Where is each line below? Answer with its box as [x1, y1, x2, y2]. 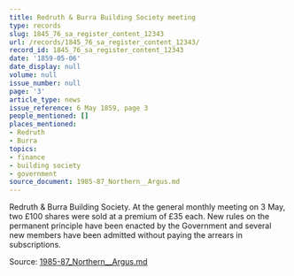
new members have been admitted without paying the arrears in [9, 230, 244, 241]
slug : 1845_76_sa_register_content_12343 [9, 29, 165, 38]
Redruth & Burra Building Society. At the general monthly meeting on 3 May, [9, 202, 286, 212]
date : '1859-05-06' [9, 54, 81, 63]
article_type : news [9, 95, 81, 104]
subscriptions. [9, 240, 62, 250]
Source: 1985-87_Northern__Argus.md [9, 257, 148, 267]
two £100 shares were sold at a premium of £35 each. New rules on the [9, 211, 270, 222]
